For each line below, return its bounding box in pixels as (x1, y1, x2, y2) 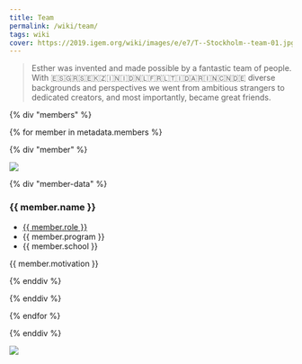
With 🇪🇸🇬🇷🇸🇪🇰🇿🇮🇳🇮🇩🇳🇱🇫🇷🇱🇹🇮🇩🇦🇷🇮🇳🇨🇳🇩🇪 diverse (31, 73, 276, 84)
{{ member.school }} (22, 240, 99, 252)
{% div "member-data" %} (9, 179, 108, 190)
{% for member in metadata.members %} (9, 127, 163, 138)
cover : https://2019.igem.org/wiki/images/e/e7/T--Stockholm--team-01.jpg (9, 38, 296, 48)
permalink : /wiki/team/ (9, 22, 99, 31)
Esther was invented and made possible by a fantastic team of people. (31, 63, 292, 74)
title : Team (9, 13, 54, 22)
